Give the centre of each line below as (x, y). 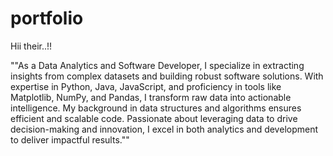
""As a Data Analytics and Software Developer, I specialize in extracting (157, 65)
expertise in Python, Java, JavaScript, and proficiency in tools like (146, 86)
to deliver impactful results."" (70, 139)
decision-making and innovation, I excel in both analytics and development (164, 129)
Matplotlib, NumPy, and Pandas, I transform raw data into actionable (151, 97)
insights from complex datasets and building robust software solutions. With (167, 76)
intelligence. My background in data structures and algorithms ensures (156, 108)
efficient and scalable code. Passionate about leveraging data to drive (154, 118)
